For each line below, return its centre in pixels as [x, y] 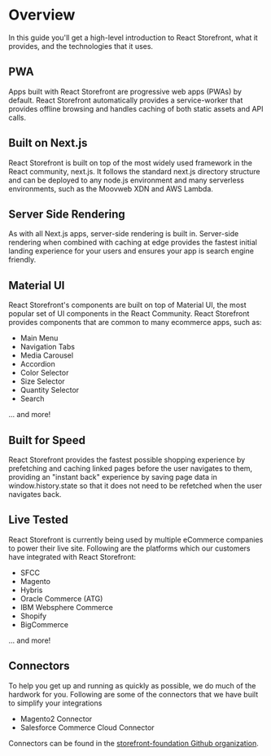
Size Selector [42, 381]
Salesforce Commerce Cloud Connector [87, 727]
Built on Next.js [48, 143]
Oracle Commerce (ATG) [61, 598]
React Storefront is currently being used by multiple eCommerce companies [136, 539]
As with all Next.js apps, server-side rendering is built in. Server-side [124, 234]
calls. [17, 117]
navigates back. [35, 494]
